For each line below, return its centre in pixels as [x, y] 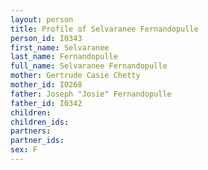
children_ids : [40, 122]
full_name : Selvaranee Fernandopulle [89, 66]
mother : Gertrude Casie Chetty [75, 76]
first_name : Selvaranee [60, 47]
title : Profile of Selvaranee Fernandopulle [104, 29]
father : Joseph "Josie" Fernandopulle [91, 94]
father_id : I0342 [46, 103]
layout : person [42, 19]
